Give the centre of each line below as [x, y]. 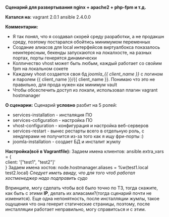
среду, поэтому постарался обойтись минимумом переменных [81, 42]
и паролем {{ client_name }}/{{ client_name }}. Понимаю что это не [84, 79]
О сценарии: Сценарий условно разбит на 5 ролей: [61, 105]
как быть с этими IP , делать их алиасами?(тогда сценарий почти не [78, 193]
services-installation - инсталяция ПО [52, 115]
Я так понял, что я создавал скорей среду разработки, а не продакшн [88, 37]
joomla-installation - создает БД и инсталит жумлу [67, 141]
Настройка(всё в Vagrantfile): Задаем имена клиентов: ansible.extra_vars [84, 151]
